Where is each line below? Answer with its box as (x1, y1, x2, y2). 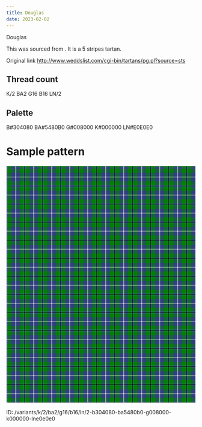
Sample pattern (6, 145, 85, 159)
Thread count (6, 74, 58, 84)
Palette (6, 107, 34, 118)
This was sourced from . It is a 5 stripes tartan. (6, 45, 122, 52)
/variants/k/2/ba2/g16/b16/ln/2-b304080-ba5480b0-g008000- (14, 409, 171, 416)
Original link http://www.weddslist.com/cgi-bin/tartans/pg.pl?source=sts (6, 57, 186, 64)
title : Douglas (6, 10, 44, 16)
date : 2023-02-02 (6, 16, 50, 22)
